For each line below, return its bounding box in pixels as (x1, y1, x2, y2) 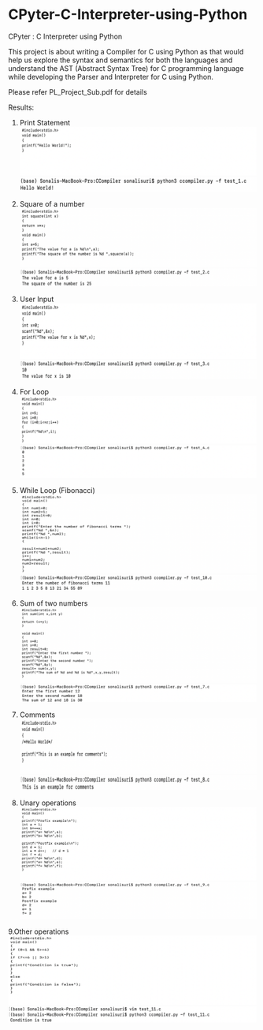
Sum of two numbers (19, 598, 88, 608)
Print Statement (19, 118, 71, 127)
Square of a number (19, 199, 85, 208)
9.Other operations (8, 927, 69, 936)
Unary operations (19, 798, 76, 808)
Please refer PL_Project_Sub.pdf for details (8, 87, 147, 96)
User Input (19, 294, 54, 304)
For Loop (19, 387, 50, 397)
